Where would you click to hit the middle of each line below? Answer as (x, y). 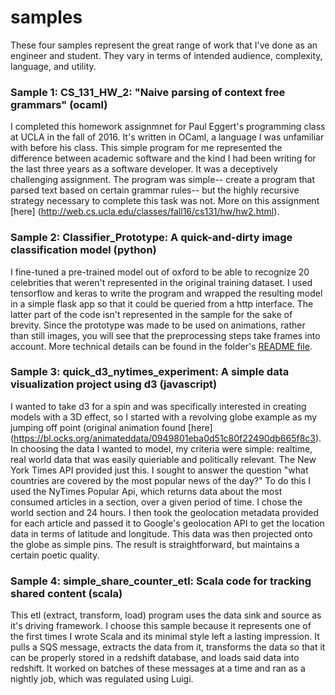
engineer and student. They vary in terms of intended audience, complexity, (166, 55)
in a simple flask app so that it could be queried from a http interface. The (162, 303)
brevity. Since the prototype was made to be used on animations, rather (158, 325)
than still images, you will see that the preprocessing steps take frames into (165, 335)
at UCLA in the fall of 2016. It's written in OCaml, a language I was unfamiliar (167, 137)
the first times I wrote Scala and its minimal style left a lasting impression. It (165, 637)
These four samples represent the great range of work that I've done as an (164, 45)
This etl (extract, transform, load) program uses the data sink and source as (166, 615)
